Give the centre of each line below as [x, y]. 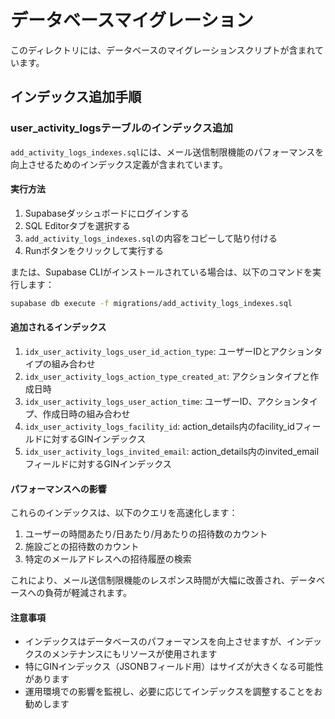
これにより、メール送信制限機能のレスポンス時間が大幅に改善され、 [150, 580]
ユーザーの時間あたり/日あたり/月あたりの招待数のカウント [146, 534]
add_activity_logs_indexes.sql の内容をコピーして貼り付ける [151, 238]
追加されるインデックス [58, 327]
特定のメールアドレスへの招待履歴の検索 [108, 559]
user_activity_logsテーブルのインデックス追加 [121, 128]
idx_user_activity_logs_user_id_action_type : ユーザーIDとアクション [169, 351]
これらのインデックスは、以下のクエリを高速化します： [124, 513]
